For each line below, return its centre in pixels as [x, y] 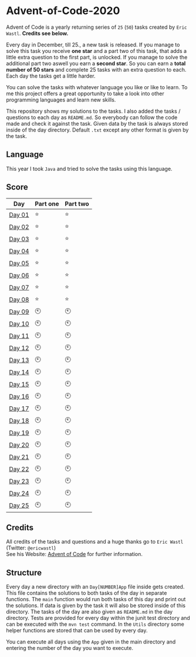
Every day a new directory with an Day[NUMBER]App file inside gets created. [95, 587]
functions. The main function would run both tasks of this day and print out [96, 599]
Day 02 [19, 227]
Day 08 [19, 299]
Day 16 [19, 396]
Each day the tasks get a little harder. [51, 76]
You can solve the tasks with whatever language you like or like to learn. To [97, 87]
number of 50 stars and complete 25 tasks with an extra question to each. [96, 69]
